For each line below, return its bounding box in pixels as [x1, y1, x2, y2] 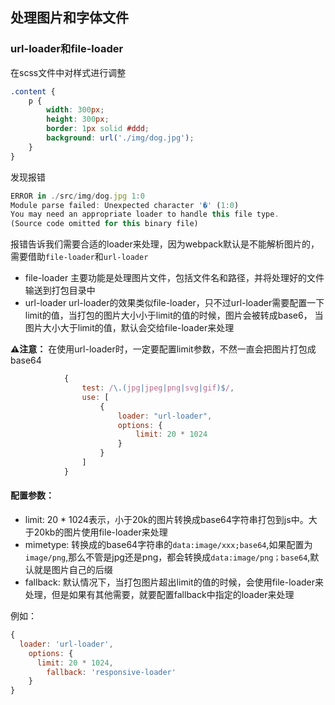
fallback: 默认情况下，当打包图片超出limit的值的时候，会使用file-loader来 [24, 576, 324, 588]
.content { [10, 86, 56, 97]
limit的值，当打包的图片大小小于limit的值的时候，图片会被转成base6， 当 [24, 309, 324, 322]
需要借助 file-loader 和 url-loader [10, 251, 149, 263]
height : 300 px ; [46, 114, 110, 125]
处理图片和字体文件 [10, 9, 129, 27]
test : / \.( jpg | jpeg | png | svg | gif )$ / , [81, 383, 235, 393]
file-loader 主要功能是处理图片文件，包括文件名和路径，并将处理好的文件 [24, 272, 325, 284]
